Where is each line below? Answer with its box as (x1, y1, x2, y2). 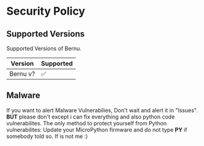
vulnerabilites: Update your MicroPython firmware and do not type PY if (6, 126, 187, 133)
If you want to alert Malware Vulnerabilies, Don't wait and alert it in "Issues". (6, 106, 198, 114)
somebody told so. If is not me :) (6, 133, 88, 140)
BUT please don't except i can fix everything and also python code (6, 113, 175, 120)
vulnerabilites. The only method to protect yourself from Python (6, 119, 167, 126)
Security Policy (6, 4, 86, 18)
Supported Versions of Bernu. (6, 45, 81, 52)
